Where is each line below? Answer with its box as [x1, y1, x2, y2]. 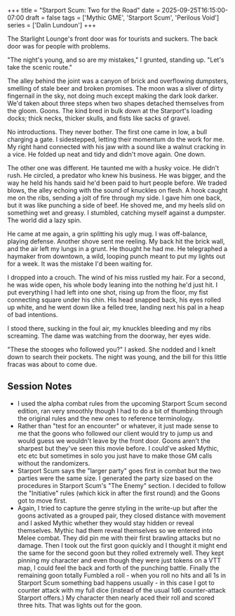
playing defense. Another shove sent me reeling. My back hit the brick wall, [7, 237, 225, 245]
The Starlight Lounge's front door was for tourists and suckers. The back [7, 34, 218, 43]
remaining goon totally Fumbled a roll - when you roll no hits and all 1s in [17, 571, 227, 579]
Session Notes [7, 380, 72, 392]
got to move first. [17, 496, 67, 505]
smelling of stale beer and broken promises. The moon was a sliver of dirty [7, 84, 224, 92]
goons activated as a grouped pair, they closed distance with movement [17, 511, 226, 520]
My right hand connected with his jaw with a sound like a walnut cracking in [7, 143, 226, 150]
